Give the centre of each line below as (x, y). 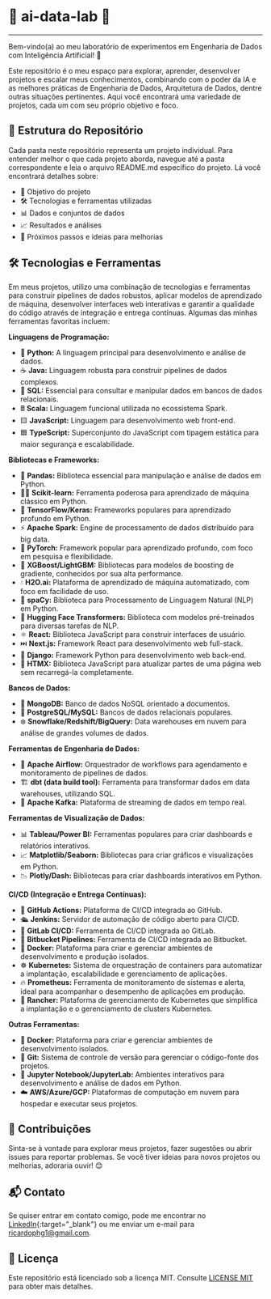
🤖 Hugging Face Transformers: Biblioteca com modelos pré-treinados (137, 617)
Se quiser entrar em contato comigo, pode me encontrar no (107, 1216)
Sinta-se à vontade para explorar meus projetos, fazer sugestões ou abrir (130, 1148)
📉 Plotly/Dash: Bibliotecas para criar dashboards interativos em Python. (141, 875)
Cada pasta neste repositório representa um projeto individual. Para (121, 150)
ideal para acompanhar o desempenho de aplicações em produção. (133, 991)
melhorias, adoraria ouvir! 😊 (56, 1165)
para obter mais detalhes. (51, 1286)
